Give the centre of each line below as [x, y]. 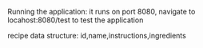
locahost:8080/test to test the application [76, 20]
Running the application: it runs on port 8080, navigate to [101, 12]
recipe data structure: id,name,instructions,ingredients [97, 36]
